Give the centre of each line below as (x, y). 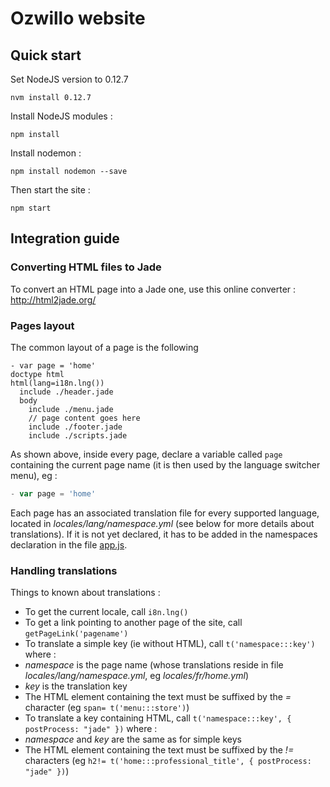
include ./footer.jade (75, 427)
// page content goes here (84, 418)
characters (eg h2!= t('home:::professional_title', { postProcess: (168, 761)
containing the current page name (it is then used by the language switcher (165, 464)
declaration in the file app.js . (69, 544)
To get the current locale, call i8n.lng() (106, 612)
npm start (31, 208)
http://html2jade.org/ (53, 299)
